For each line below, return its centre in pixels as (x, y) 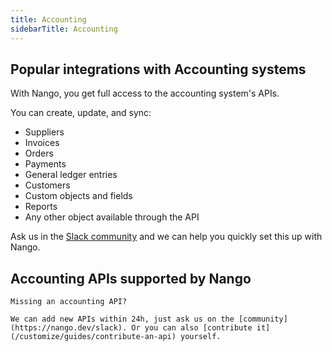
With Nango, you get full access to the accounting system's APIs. (145, 93)
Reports (41, 207)
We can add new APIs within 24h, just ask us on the (122, 319)
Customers (47, 185)
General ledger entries (71, 175)
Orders (39, 153)
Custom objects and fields (78, 196)
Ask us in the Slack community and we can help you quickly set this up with (166, 237)
